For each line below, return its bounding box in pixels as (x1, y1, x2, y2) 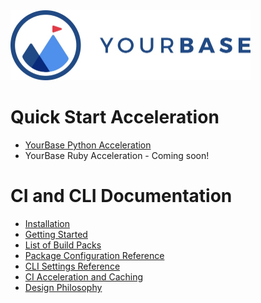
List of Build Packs (24, 239, 102, 251)
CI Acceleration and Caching (24, 270, 144, 283)
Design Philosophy (24, 281, 103, 293)
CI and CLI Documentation (10, 185, 233, 208)
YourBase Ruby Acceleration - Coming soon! (24, 149, 210, 161)
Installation (24, 217, 71, 229)
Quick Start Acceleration (10, 106, 220, 129)
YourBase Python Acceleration (24, 139, 152, 151)
